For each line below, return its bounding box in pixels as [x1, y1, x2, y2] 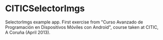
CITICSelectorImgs [5, 3, 85, 14]
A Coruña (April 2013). [5, 29, 51, 35]
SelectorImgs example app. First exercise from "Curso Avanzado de [5, 19, 143, 25]
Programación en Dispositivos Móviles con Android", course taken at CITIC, [5, 24, 159, 30]
